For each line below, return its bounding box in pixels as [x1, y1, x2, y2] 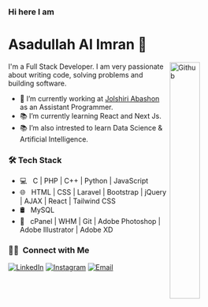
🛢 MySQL [19, 205, 55, 215]
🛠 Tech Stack [8, 154, 62, 165]
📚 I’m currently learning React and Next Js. [19, 111, 162, 120]
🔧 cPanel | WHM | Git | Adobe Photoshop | [19, 217, 162, 226]
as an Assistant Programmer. [19, 102, 113, 112]
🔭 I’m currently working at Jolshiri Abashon [19, 93, 160, 103]
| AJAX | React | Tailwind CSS [19, 196, 117, 206]
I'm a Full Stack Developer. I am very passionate [8, 62, 164, 71]
